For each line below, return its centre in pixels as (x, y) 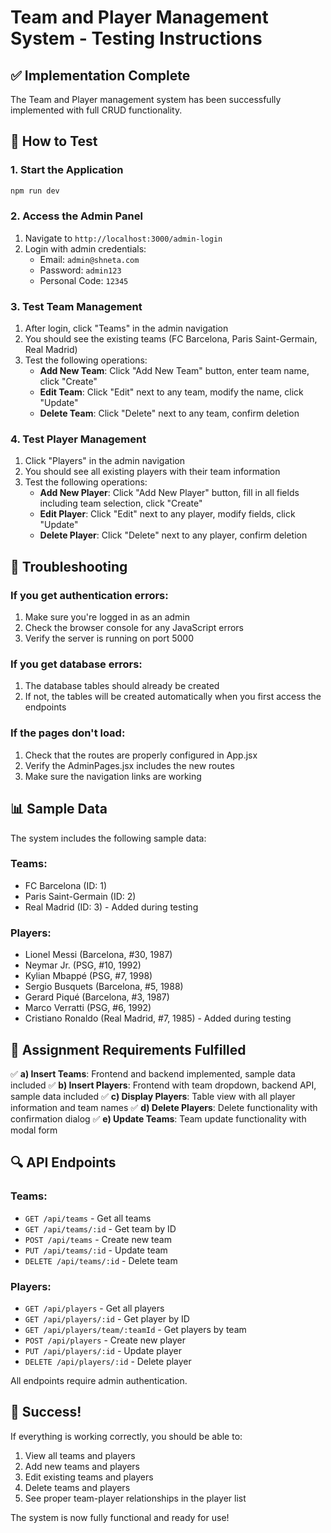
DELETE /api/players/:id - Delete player (108, 1361)
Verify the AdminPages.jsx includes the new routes (129, 765)
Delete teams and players (77, 1487)
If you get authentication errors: (89, 595)
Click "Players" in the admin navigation (104, 461)
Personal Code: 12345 (84, 280)
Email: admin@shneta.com (89, 259)
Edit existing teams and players (89, 1477)
